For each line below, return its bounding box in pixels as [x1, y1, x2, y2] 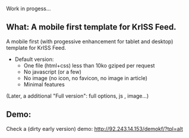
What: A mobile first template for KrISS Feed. [6, 22, 177, 32]
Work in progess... [6, 5, 51, 12]
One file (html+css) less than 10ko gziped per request [23, 62, 155, 69]
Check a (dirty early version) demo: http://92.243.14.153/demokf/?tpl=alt [6, 125, 183, 132]
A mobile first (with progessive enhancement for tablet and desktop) [6, 38, 174, 45]
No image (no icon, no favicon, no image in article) [23, 74, 147, 82]
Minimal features [23, 81, 65, 88]
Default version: [14, 56, 54, 63]
